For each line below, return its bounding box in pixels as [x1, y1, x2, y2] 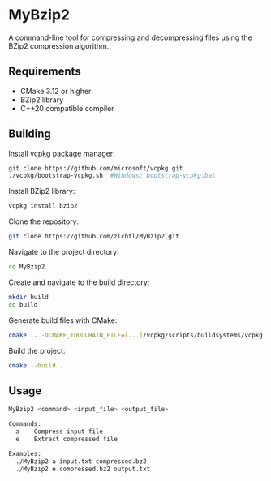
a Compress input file [15, 427, 104, 436]
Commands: [8, 420, 42, 428]
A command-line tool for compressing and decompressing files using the [8, 32, 253, 42]
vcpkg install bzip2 [8, 202, 79, 210]
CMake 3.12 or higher [19, 86, 92, 96]
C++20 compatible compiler [19, 103, 115, 113]
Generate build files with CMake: [8, 315, 118, 325]
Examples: [8, 449, 42, 457]
